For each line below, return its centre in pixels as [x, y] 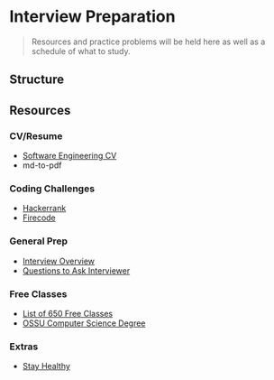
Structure [37, 80]
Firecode [39, 218]
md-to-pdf [42, 165]
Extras [24, 347]
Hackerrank [44, 209]
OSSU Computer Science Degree [84, 323]
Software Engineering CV [69, 156]
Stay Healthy [46, 366]
